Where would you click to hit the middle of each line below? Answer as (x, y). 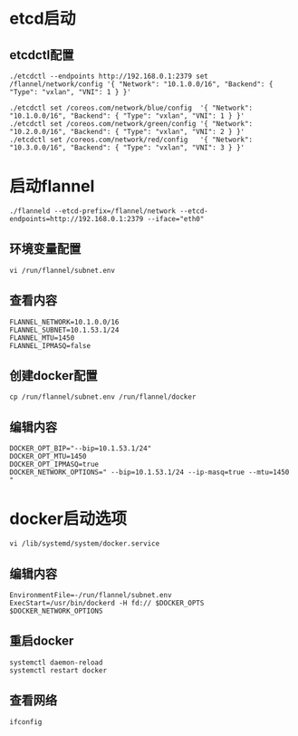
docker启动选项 (68, 519)
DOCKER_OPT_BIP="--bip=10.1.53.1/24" (81, 449)
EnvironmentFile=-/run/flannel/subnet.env (91, 595)
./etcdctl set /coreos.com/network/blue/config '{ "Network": (131, 108)
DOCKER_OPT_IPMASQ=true (54, 465)
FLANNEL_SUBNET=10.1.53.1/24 (64, 330)
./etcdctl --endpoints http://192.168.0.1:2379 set (109, 76)
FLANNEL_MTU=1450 (42, 338)
